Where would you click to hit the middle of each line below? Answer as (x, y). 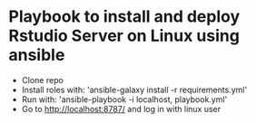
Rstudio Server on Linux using (124, 36)
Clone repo (43, 80)
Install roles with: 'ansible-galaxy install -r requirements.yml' (134, 90)
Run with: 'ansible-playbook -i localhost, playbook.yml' (124, 99)
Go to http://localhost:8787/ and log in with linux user (121, 109)
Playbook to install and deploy (124, 17)
